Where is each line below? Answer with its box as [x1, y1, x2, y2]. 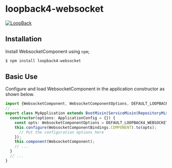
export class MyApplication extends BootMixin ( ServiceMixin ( [5, 111, 139, 116]
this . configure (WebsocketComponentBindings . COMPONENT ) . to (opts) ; [14, 125, 157, 130]
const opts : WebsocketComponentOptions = [14, 120, 104, 125]
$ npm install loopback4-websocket [5, 58, 81, 63]
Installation [5, 35, 42, 43]
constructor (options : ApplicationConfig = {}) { [10, 115, 116, 121]
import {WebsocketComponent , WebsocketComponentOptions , [5, 101, 130, 106]
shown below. [5, 91, 35, 98]
